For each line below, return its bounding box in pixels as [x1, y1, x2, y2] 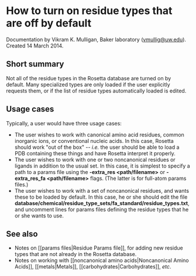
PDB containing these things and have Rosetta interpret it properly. [14, 149, 176, 156]
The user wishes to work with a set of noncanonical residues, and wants [14, 187, 189, 194]
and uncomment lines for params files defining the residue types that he [14, 206, 189, 213]
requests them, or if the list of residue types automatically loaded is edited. [6, 87, 187, 94]
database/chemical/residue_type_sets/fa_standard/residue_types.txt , [14, 199, 190, 206]
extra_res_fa [14, 175, 46, 182]
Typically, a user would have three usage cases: [6, 120, 122, 127]
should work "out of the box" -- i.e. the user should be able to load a [14, 144, 180, 151]
